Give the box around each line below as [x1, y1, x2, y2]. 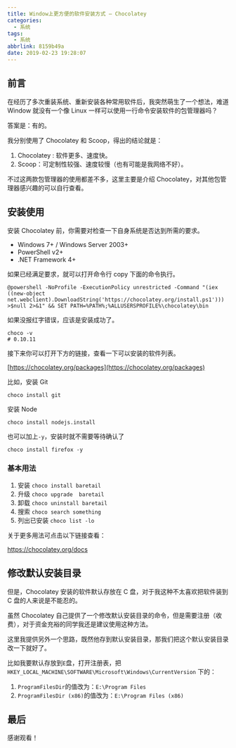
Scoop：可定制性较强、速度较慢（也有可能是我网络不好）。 [17, 160, 188, 168]
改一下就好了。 [7, 643, 51, 652]
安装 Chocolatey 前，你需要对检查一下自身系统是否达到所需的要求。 [7, 226, 204, 234]
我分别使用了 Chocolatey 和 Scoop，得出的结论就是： [7, 136, 163, 144]
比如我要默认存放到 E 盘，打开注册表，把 [7, 659, 122, 667]
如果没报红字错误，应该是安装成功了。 [7, 315, 118, 324]
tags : [7, 30, 23, 37]
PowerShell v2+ [17, 248, 64, 256]
